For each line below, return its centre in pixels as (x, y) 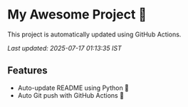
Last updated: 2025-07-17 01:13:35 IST (65, 48)
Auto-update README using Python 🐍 (73, 88)
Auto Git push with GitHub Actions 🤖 (71, 95)
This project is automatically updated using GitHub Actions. (94, 34)
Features (27, 71)
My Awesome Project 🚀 (77, 15)
